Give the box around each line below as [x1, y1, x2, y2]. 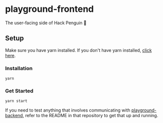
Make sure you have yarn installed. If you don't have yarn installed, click [5, 47, 152, 53]
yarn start [5, 99, 28, 104]
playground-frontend [5, 3, 94, 15]
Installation [5, 65, 33, 72]
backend [5, 113, 23, 119]
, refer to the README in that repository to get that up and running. [22, 113, 159, 119]
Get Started [5, 87, 34, 94]
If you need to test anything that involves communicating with [5, 107, 131, 113]
